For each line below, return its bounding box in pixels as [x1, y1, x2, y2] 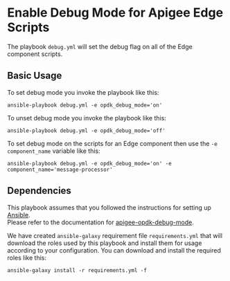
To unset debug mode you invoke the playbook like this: [7, 114, 166, 122]
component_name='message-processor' [7, 166, 113, 173]
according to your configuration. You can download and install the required [7, 246, 222, 254]
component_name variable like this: [7, 147, 100, 155]
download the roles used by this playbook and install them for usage [7, 239, 202, 247]
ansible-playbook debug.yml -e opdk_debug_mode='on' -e [7, 160, 172, 167]
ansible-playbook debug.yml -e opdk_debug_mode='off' [7, 127, 166, 134]
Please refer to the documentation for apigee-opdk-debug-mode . [7, 218, 194, 226]
